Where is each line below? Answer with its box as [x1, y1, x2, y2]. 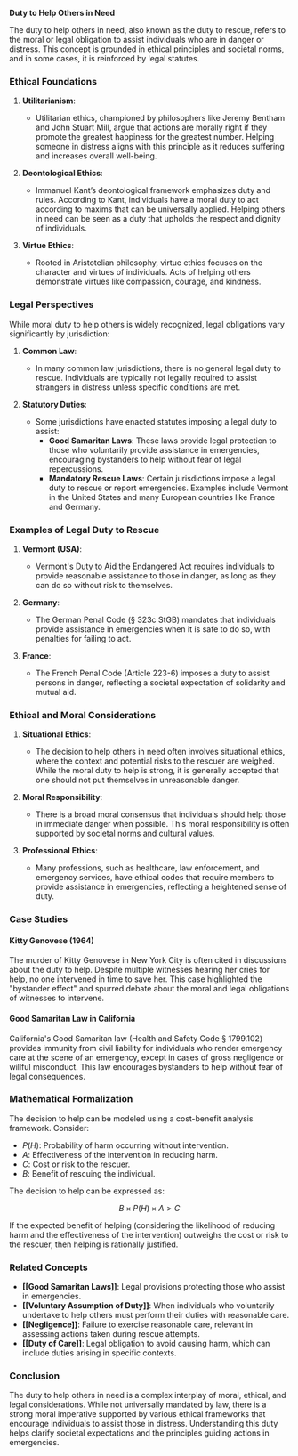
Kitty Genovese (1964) [9, 934, 95, 946]
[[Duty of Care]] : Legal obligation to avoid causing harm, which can [21, 1339, 270, 1349]
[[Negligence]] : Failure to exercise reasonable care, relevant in [21, 1319, 254, 1330]
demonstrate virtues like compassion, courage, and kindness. [35, 276, 262, 287]
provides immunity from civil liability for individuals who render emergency [9, 1042, 283, 1053]
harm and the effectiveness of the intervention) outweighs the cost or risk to [9, 1229, 289, 1240]
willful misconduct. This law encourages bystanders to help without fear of [9, 1061, 283, 1072]
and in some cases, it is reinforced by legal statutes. [9, 53, 200, 63]
